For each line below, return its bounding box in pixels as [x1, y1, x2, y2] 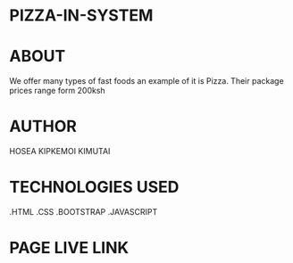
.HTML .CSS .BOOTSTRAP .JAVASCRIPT [9, 207, 158, 217]
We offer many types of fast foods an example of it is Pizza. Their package [9, 76, 284, 86]
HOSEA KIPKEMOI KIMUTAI [9, 146, 111, 157]
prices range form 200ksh [9, 86, 105, 96]
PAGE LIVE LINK [9, 238, 130, 259]
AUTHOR [9, 117, 78, 136]
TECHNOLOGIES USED [9, 177, 180, 197]
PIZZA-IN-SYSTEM [9, 5, 154, 26]
